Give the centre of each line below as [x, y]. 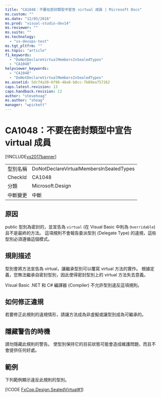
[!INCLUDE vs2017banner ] [31, 156]
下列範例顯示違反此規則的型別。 [37, 380]
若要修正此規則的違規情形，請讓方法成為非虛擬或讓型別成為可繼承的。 [76, 314]
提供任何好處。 [24, 350]
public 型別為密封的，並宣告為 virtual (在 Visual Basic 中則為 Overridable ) [80, 227]
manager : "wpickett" [26, 105]
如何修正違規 [24, 302]
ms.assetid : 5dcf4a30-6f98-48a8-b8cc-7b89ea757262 [58, 82]
